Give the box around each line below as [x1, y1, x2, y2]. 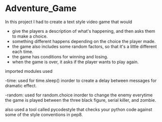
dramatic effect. [5, 82, 37, 88]
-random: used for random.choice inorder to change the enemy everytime [5, 92, 153, 98]
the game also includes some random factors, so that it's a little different [12, 43, 157, 49]
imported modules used [5, 68, 53, 74]
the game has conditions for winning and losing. [12, 54, 108, 59]
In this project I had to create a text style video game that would [5, 19, 132, 25]
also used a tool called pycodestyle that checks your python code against [5, 107, 152, 112]
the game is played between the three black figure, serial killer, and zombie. [5, 97, 156, 103]
